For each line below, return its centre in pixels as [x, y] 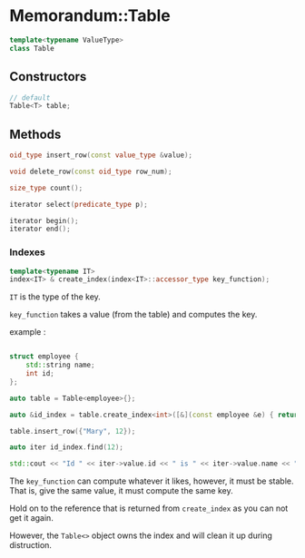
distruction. [31, 545]
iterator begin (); [44, 220]
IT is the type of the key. [55, 297]
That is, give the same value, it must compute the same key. [121, 491]
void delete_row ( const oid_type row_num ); [91, 171]
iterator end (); [40, 229]
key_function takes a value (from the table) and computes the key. [133, 315]
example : [28, 332]
